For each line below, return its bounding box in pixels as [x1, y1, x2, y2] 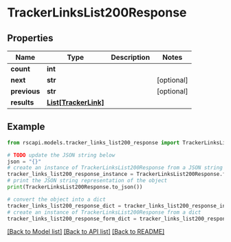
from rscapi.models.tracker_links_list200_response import [7, 139, 180, 146]
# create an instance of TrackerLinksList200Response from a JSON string [7, 164, 223, 171]
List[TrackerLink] [47, 98, 104, 107]
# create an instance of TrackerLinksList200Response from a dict [7, 208, 201, 216]
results [10, 98, 34, 107]
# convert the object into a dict [7, 196, 107, 203]
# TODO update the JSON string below [7, 151, 115, 159]
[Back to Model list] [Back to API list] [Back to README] [7, 228, 165, 236]
